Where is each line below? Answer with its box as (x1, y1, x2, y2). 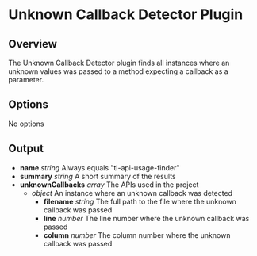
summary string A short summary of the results (19, 171, 176, 181)
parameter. (8, 75, 44, 84)
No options (8, 119, 44, 128)
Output (8, 142, 44, 155)
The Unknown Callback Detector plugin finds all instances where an (8, 58, 230, 67)
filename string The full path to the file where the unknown (43, 197, 236, 206)
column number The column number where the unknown (43, 230, 231, 239)
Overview (8, 37, 58, 51)
